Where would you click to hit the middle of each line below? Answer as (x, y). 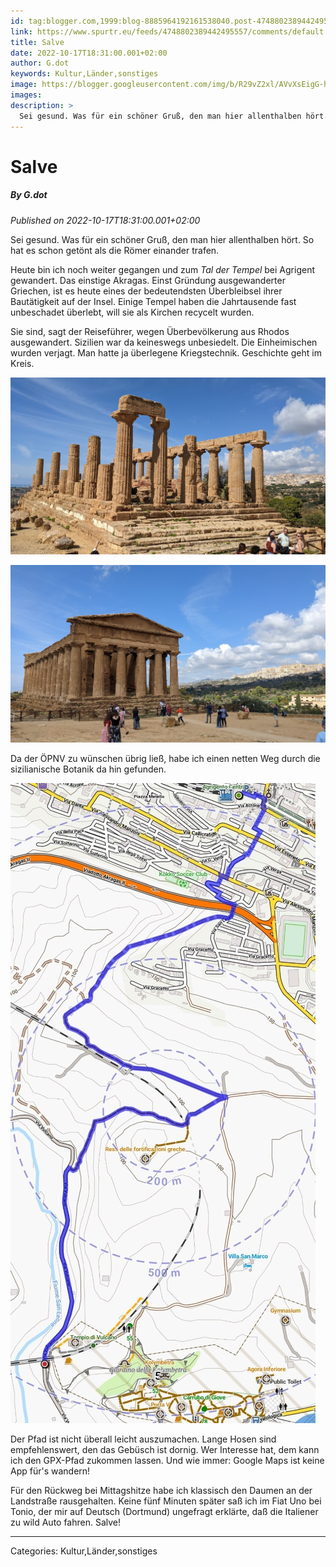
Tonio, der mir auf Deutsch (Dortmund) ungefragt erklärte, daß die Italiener (164, 1511)
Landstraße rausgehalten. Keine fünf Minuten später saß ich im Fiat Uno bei (166, 1501)
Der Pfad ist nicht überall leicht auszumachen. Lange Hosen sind (143, 1439)
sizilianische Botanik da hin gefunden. (88, 769)
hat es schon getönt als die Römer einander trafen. (115, 250)
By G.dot (29, 195)
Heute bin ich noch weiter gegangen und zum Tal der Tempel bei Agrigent (163, 269)
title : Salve (37, 42)
